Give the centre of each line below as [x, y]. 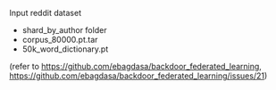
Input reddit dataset [46, 13]
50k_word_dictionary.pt [65, 49]
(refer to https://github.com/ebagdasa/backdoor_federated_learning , [135, 66]
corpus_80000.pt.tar [60, 40]
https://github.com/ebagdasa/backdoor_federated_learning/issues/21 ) [138, 76]
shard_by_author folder [64, 30]
